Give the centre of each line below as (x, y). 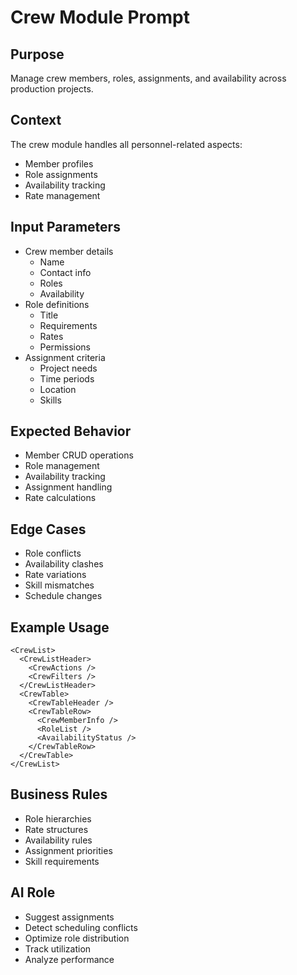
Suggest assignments (69, 917)
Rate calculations (60, 498)
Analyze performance (69, 959)
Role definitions (57, 304)
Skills (50, 400)
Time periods (67, 378)
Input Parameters (65, 227)
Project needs (68, 368)
